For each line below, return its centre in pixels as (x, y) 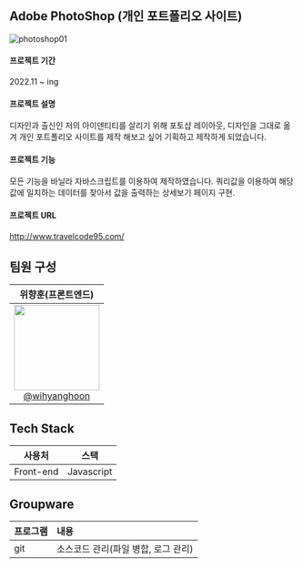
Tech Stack (42, 428)
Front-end (36, 472)
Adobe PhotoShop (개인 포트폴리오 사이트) (126, 16)
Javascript (90, 472)
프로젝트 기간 (33, 61)
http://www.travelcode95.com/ (67, 236)
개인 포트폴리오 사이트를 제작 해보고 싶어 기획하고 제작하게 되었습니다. (142, 137)
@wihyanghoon (57, 396)
